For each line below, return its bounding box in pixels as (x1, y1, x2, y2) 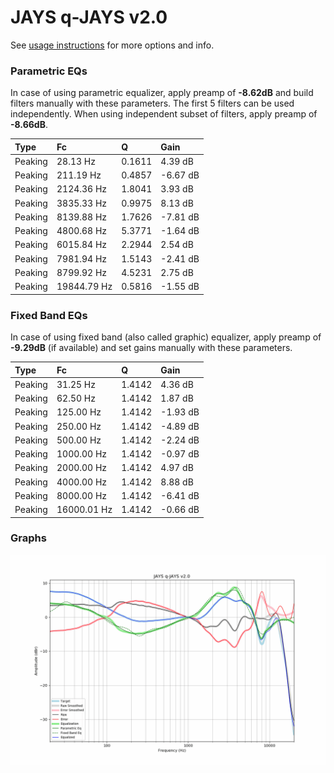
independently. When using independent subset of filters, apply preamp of (10, 108, 318, 120)
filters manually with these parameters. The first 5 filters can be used (10, 97, 295, 110)
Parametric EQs (10, 64, 88, 78)
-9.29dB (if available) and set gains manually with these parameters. (10, 342, 293, 354)
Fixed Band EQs (10, 308, 88, 322)
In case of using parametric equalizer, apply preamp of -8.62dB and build (10, 87, 314, 99)
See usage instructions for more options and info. (10, 39, 215, 51)
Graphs (10, 531, 47, 545)
